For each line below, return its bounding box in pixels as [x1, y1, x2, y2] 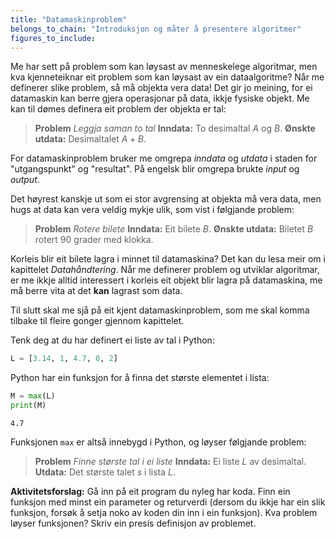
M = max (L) [10, 391, 56, 401]
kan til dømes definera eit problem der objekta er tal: [10, 103, 227, 115]
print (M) [10, 401, 47, 411]
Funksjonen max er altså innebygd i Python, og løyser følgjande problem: [10, 436, 307, 448]
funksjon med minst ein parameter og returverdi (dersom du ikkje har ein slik [10, 496, 326, 508]
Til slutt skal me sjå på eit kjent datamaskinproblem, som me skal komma [10, 304, 310, 316]
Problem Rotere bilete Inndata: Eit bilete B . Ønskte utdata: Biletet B [34, 223, 314, 235]
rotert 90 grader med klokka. [34, 234, 154, 246]
